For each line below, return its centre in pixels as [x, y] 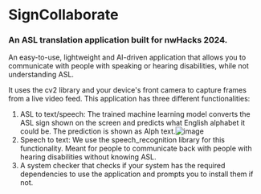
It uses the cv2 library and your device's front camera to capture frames [128, 90]
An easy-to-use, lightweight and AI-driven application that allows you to [127, 57]
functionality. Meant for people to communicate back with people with [136, 149]
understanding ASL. [41, 75]
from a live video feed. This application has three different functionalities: [129, 99]
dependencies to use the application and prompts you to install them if [137, 174]
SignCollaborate [63, 15]
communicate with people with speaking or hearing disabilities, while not [128, 66]
